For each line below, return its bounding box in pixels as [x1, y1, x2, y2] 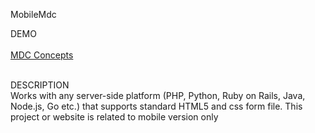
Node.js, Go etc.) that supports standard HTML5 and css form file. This [10, 100, 303, 112]
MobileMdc [10, 9, 57, 20]
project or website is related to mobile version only [10, 111, 219, 123]
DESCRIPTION [10, 79, 70, 91]
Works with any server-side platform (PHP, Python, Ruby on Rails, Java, [10, 90, 306, 101]
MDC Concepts [10, 49, 74, 61]
